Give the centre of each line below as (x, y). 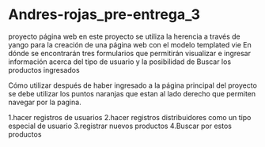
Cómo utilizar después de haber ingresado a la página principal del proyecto (132, 85)
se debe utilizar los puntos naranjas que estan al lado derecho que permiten (132, 93)
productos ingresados (44, 70)
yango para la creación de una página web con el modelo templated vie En (130, 44)
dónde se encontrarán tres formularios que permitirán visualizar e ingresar (130, 53)
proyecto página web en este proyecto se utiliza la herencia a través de (124, 36)
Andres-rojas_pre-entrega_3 (104, 15)
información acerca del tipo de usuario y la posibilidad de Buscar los (120, 62)
